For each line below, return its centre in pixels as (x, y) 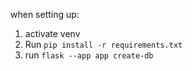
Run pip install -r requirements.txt (103, 44)
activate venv (52, 33)
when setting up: (45, 14)
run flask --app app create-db (89, 55)
